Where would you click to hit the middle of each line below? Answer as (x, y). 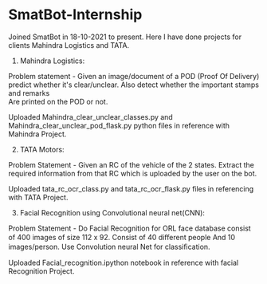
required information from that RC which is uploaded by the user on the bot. (133, 173)
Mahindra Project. (37, 134)
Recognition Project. (41, 271)
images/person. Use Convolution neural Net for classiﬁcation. (109, 247)
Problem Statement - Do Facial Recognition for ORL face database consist (130, 228)
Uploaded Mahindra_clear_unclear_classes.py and (90, 116)
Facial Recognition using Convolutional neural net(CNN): (112, 212)
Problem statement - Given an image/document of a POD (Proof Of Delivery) (134, 76)
